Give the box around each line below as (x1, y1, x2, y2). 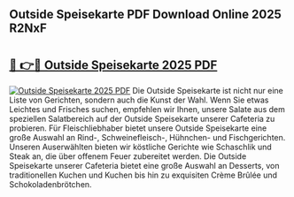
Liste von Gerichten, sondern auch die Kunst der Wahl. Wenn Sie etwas (9, 95, 269, 105)
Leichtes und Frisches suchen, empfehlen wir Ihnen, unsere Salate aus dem (9, 104, 285, 114)
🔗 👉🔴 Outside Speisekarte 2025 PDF (9, 57, 218, 72)
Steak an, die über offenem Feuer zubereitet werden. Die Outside (9, 151, 247, 162)
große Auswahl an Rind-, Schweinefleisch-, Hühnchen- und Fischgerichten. (9, 133, 286, 142)
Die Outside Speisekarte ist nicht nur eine (132, 86, 283, 95)
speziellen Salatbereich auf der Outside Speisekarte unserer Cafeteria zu (9, 114, 275, 124)
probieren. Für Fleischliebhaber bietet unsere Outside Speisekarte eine (9, 123, 267, 133)
